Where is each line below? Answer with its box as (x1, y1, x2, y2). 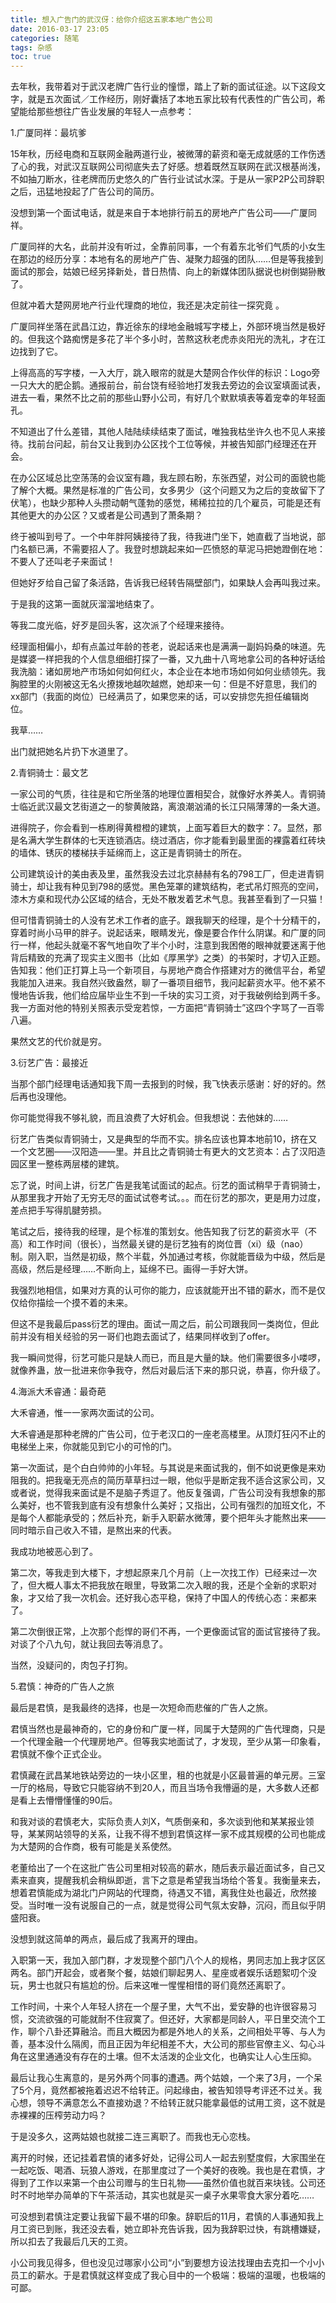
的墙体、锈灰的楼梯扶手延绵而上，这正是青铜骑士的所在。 (10, 847, 247, 859)
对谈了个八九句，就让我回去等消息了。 (10, 1638, 168, 1650)
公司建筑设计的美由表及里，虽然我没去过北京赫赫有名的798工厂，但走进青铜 (10, 868, 325, 880)
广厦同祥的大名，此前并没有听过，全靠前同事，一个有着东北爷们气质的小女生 (10, 241, 326, 253)
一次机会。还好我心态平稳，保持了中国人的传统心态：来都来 (71, 1592, 317, 1604)
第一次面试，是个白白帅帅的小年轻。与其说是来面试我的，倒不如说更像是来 (10, 1462, 317, 1474)
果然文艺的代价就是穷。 (10, 1036, 107, 1048)
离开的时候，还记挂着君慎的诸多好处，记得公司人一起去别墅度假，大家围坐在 (10, 2152, 326, 2164)
